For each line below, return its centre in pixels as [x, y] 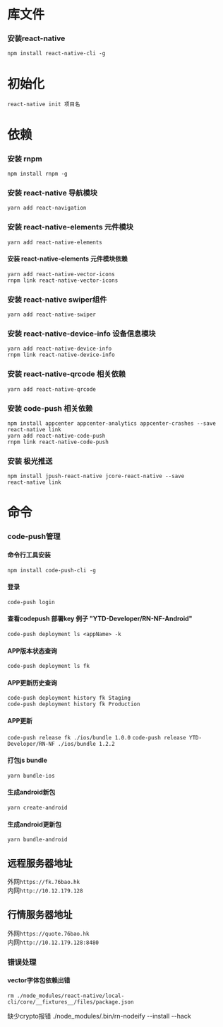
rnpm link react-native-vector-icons [63, 280]
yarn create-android [38, 807]
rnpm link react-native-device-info [61, 355]
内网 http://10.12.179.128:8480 [53, 942]
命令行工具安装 [29, 555]
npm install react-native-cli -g [56, 54]
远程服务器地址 [40, 863]
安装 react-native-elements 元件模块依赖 [68, 259]
